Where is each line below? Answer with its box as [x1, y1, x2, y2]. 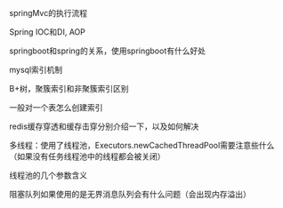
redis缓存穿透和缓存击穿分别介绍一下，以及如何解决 [9, 121, 199, 132]
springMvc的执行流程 [9, 8, 87, 18]
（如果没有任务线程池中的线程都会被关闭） [9, 151, 166, 162]
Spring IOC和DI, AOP [9, 27, 86, 37]
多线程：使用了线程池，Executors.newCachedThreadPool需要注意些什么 [9, 140, 275, 150]
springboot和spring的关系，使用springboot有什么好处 [9, 45, 206, 56]
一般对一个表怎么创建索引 [9, 102, 103, 113]
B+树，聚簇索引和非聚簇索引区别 [9, 84, 129, 93]
